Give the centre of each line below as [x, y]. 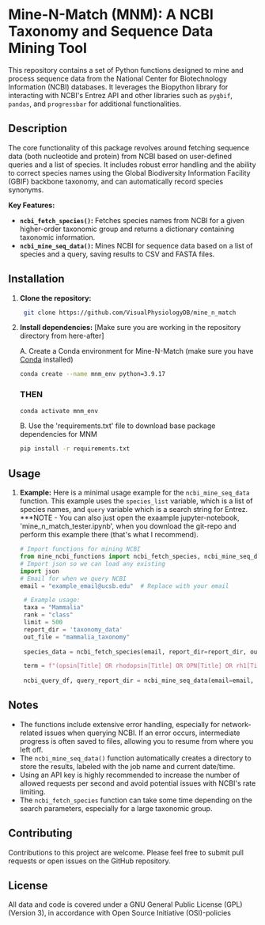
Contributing [40, 834]
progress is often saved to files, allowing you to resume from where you [136, 741]
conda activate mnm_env [59, 411]
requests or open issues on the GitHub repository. [89, 861]
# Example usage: [52, 600]
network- [236, 724]
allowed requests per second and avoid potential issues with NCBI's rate [138, 783]
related [31, 733]
